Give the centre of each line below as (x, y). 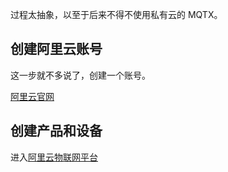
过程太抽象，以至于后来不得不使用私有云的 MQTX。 (116, 14)
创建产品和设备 (56, 131)
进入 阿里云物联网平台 (54, 157)
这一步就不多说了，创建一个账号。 (80, 75)
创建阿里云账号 (56, 49)
